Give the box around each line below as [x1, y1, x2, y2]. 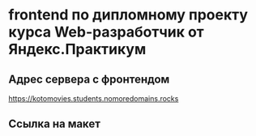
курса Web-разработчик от [8, 23, 204, 41]
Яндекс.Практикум [8, 40, 147, 58]
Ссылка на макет [8, 117, 101, 131]
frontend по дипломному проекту [8, 6, 249, 24]
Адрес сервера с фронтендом [8, 72, 170, 86]
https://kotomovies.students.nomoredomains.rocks [8, 94, 179, 103]
